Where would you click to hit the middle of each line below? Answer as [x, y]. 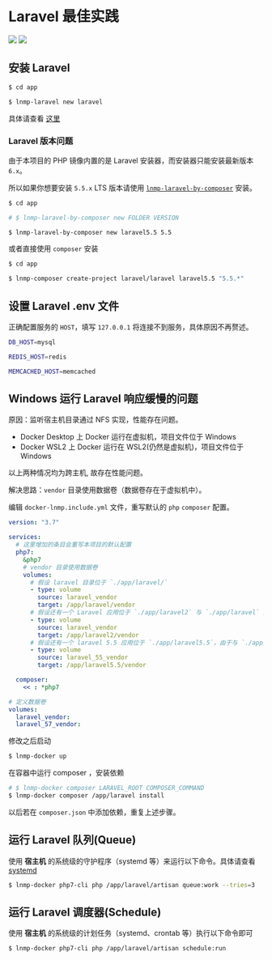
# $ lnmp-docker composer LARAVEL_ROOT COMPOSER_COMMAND [106, 788]
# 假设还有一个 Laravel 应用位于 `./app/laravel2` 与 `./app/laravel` [144, 613]
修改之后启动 [30, 741]
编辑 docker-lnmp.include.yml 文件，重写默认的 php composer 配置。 [121, 508]
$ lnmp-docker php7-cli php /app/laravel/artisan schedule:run [117, 949]
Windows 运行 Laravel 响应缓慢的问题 [103, 399]
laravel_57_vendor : [49, 724]
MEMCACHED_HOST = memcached [52, 372]
